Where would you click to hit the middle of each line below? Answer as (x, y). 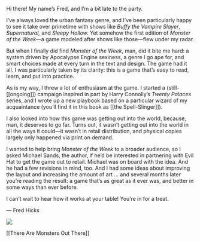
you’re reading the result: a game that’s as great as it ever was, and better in (100, 181)
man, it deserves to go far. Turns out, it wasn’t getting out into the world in (97, 125)
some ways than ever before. (42, 187)
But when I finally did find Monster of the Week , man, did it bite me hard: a (98, 51)
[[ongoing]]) (21, 94)
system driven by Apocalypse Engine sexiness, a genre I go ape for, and (95, 57)
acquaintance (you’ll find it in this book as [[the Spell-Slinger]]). (84, 107)
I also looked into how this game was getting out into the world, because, (96, 118)
